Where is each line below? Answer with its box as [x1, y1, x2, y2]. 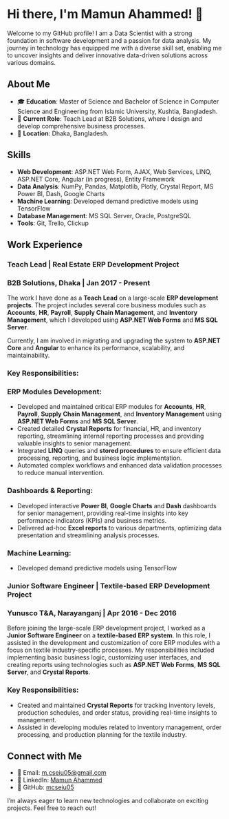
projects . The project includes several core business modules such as [7, 301, 206, 309]
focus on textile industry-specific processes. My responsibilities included [7, 646, 215, 655]
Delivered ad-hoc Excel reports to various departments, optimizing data [17, 523, 222, 532]
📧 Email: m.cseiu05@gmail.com [17, 769, 107, 777]
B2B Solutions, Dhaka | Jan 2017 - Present [7, 278, 151, 287]
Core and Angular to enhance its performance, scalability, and [7, 344, 184, 352]
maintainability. [7, 351, 50, 360]
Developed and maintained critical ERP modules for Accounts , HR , [17, 403, 206, 411]
